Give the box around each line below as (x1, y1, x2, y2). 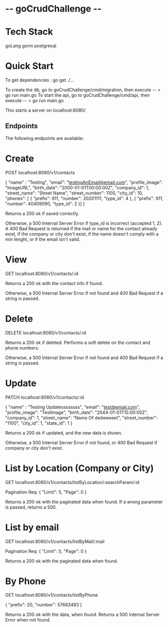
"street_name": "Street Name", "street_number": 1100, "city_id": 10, (5, 190, 143, 196)
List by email (5, 522, 59, 533)
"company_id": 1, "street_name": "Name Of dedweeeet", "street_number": (5, 414, 158, 421)
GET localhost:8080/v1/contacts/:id (5, 270, 79, 276)
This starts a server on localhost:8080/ (5, 107, 86, 113)
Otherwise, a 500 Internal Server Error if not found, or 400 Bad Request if (5, 439, 157, 446)
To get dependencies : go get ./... (5, 77, 74, 83)
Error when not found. (5, 617, 51, 623)
